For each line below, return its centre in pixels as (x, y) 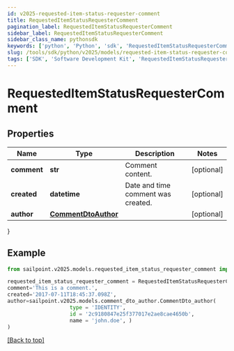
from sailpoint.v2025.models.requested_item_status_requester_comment (112, 269)
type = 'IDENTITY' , (98, 307)
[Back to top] (26, 340)
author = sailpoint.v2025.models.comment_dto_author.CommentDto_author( (112, 301)
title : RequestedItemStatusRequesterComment (73, 20)
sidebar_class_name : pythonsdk (53, 40)
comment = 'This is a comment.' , (53, 288)
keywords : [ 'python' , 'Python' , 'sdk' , (65, 46)
